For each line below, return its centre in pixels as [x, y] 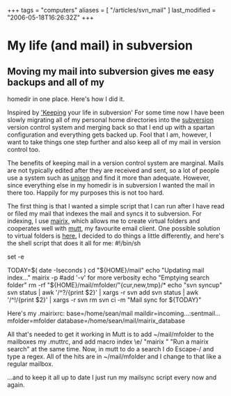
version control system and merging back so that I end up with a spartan [111, 127]
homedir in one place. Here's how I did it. [66, 99]
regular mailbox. [30, 364]
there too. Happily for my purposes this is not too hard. [86, 192]
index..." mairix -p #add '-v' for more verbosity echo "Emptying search [109, 277]
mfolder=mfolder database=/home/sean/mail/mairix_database [96, 321]
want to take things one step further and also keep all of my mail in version [114, 142]
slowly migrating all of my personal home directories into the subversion [111, 120]
